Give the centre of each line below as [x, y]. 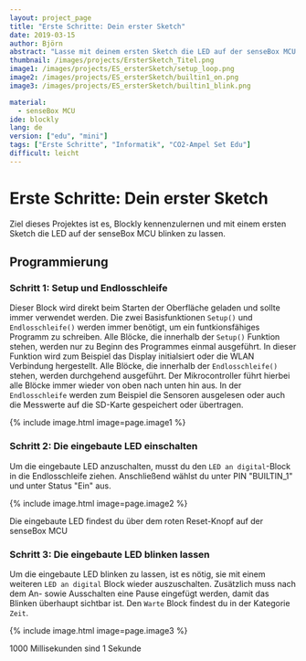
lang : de [26, 128]
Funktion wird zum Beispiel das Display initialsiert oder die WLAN [132, 356]
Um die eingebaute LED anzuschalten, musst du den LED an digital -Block [150, 466]
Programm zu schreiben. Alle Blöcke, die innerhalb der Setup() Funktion [145, 337]
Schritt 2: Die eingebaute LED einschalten [104, 446]
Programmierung [59, 262]
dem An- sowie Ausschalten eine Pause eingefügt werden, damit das [139, 593]
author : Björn [37, 43]
